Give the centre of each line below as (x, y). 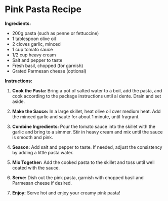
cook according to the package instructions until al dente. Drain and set (87, 96)
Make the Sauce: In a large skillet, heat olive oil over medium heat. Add (86, 111)
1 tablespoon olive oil (34, 39)
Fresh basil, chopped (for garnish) (48, 65)
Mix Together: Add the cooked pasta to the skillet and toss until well (83, 162)
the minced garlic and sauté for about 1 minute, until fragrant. (76, 116)
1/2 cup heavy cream (34, 55)
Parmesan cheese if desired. (42, 183)
